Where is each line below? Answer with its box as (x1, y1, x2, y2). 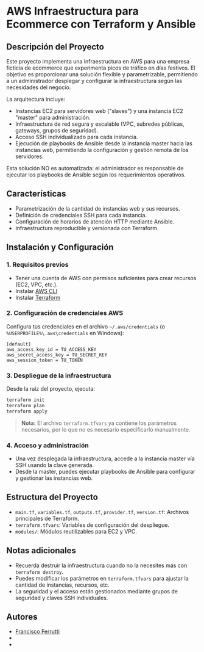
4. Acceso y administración (6, 441, 90, 449)
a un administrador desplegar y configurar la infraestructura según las (6, 78, 183, 84)
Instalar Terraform (15, 294, 61, 301)
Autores (6, 612, 38, 622)
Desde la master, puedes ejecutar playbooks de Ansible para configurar (15, 468, 196, 476)
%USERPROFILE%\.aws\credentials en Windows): (6, 329, 125, 336)
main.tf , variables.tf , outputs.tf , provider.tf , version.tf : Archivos (15, 508, 189, 515)
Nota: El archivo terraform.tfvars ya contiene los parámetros (21, 419, 177, 427)
